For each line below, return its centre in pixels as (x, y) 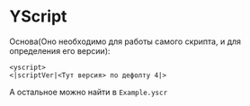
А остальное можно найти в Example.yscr (89, 92)
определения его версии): (60, 50)
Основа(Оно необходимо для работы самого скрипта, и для (125, 41)
